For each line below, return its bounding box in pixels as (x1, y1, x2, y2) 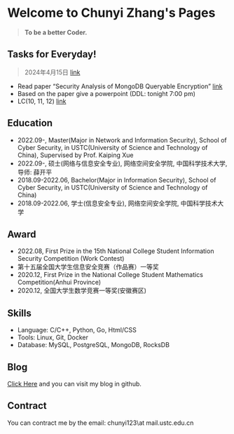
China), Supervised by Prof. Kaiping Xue (17, 151, 134, 159)
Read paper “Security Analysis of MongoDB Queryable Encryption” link (17, 82, 223, 90)
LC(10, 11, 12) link (17, 97, 67, 105)
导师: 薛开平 (17, 168, 53, 176)
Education (7, 117, 53, 129)
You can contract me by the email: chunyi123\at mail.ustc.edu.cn (7, 419, 194, 427)
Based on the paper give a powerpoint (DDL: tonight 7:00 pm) (17, 89, 196, 97)
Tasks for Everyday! (7, 48, 97, 60)
